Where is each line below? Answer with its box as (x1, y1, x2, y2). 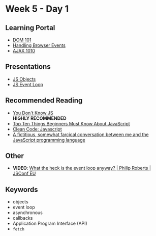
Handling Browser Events (12, 42, 66, 48)
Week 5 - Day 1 (5, 3, 69, 15)
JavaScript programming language (12, 137, 85, 143)
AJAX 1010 (12, 48, 36, 54)
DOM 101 (12, 37, 32, 43)
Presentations (5, 62, 51, 71)
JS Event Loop (12, 81, 43, 87)
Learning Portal (5, 23, 55, 32)
